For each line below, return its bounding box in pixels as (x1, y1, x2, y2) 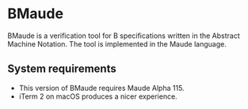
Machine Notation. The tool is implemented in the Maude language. (7, 39, 227, 48)
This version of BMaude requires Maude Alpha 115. (18, 83, 185, 92)
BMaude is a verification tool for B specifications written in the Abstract (7, 31, 241, 40)
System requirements (7, 62, 116, 76)
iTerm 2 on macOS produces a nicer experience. (18, 92, 177, 101)
